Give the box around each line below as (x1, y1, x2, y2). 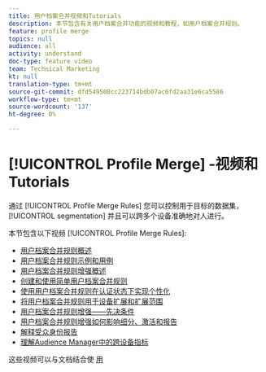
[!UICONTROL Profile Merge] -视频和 (8, 155, 259, 173)
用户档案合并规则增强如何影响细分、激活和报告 (20, 317, 177, 326)
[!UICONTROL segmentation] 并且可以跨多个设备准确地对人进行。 (8, 211, 229, 221)
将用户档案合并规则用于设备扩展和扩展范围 (20, 296, 164, 306)
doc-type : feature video (8, 58, 93, 66)
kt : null (8, 72, 38, 81)
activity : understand (8, 50, 82, 58)
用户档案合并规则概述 (20, 245, 92, 255)
